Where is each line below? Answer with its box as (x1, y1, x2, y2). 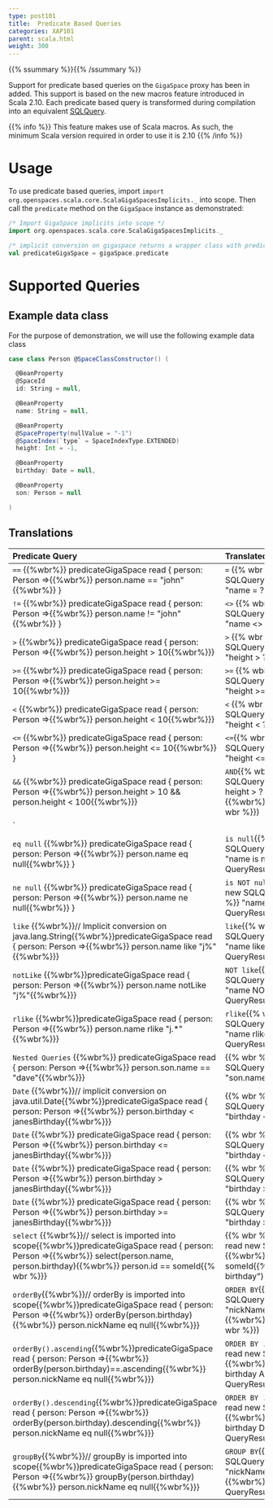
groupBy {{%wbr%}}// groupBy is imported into (12, 1450, 188, 1462)
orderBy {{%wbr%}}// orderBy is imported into (12, 1288, 185, 1300)
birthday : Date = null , (15, 467, 96, 475)
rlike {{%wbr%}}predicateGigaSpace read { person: (12, 1013, 214, 1024)
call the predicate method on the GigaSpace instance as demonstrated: (8, 204, 245, 213)
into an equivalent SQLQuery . (8, 107, 107, 116)
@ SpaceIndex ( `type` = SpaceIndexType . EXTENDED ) (15, 436, 180, 445)
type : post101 (8, 11, 57, 20)
